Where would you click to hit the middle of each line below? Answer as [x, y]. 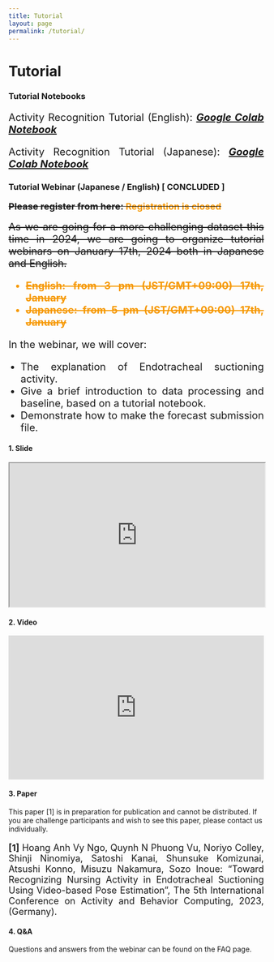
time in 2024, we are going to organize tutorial [136, 239]
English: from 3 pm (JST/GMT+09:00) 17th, [145, 286]
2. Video [23, 622]
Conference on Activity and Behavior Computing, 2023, [136, 901]
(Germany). [33, 912]
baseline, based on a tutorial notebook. [113, 404]
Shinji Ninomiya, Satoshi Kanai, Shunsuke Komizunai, [136, 859]
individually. [28, 829]
